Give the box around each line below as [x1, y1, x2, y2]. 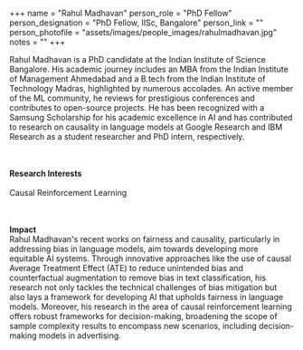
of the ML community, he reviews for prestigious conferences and [9, 92, 255, 103]
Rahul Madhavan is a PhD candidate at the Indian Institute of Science [9, 54, 267, 64]
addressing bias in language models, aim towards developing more [9, 244, 259, 254]
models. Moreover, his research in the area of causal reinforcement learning [9, 301, 292, 312]
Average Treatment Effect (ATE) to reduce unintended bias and [9, 263, 244, 273]
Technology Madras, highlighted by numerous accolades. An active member [9, 83, 294, 93]
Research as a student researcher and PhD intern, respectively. [9, 131, 245, 141]
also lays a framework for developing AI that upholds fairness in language [9, 292, 284, 302]
